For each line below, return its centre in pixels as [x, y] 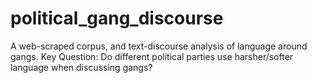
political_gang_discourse [117, 18]
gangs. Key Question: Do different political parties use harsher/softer [152, 56]
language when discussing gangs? [81, 67]
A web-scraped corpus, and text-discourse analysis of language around [159, 46]
